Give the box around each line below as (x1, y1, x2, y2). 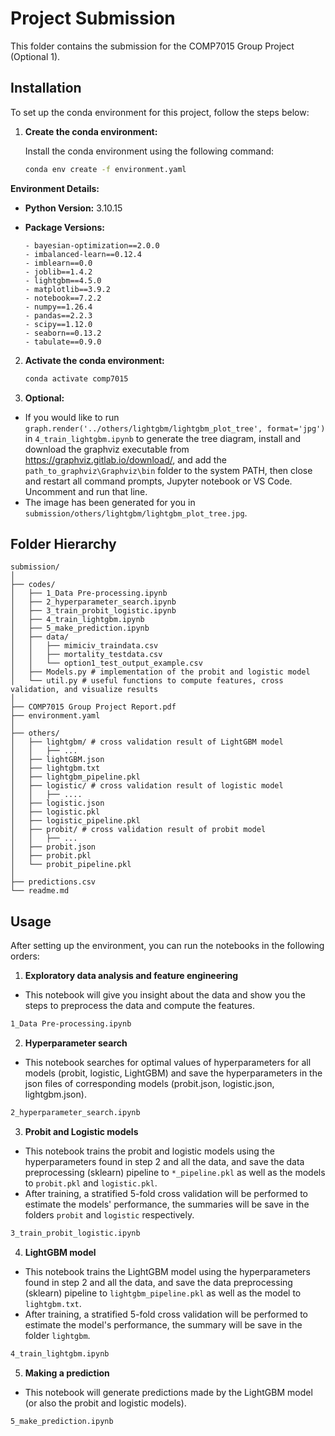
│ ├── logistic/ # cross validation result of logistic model (10, 781, 284, 791)
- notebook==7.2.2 (24, 293, 102, 303)
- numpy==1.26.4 (24, 302, 93, 312)
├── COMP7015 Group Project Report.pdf (10, 702, 177, 712)
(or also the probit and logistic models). (24, 1397, 187, 1409)
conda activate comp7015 (24, 373, 129, 384)
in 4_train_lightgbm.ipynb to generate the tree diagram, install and (24, 432, 302, 444)
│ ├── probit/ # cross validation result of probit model (10, 825, 267, 835)
